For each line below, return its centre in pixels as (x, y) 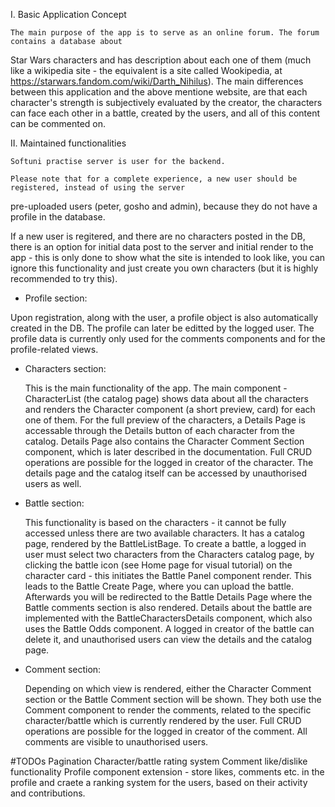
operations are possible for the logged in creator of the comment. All (166, 731)
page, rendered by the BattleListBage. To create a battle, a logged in (165, 543)
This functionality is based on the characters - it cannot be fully (155, 522)
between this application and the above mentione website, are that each (159, 92)
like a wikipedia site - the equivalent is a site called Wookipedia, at (146, 70)
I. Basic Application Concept (68, 14)
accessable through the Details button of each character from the (160, 430)
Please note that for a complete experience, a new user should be (154, 179)
